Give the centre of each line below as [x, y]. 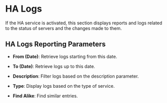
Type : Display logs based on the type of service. [64, 86]
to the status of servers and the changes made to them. [64, 28]
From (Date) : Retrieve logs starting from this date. [65, 56]
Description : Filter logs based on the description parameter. [76, 76]
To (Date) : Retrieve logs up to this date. [54, 66]
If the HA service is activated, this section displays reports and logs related [84, 23]
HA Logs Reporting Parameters [55, 44]
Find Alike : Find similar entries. [45, 96]
